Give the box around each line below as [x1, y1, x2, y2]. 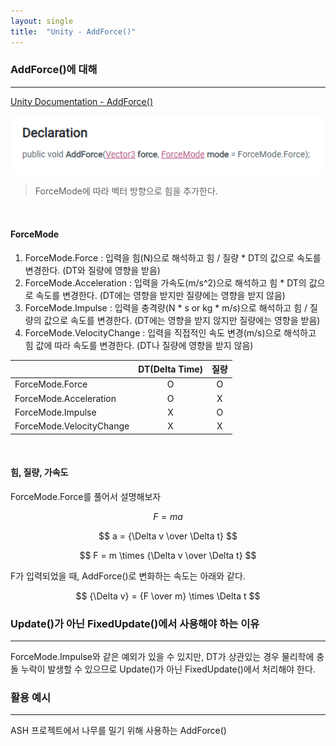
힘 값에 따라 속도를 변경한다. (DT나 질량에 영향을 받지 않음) [24, 339, 254, 351]
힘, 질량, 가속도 [10, 466, 69, 479]
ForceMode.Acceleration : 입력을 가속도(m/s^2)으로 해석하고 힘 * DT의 [24, 276, 307, 289]
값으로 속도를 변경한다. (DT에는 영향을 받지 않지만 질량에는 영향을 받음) [43, 314, 321, 326]
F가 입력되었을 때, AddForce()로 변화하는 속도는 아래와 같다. [10, 570, 246, 582]
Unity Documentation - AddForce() [10, 95, 153, 107]
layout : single [10, 16, 74, 26]
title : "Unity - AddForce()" [10, 26, 137, 37]
